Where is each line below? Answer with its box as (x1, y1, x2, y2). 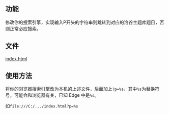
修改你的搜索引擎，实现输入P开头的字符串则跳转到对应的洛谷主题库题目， (5, 19, 160, 25)
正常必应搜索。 (9, 25, 41, 31)
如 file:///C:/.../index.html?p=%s (5, 103, 78, 109)
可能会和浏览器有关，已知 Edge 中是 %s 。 (14, 92, 99, 98)
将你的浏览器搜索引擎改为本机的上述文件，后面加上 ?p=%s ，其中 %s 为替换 (5, 86, 155, 92)
